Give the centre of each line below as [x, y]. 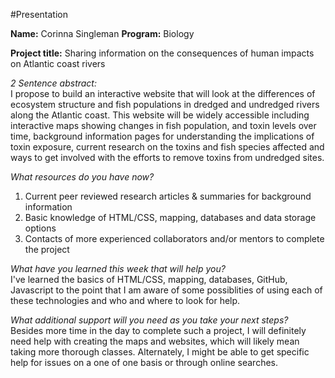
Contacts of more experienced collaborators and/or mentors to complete [174, 238]
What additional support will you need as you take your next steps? [149, 320]
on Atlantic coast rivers [58, 63]
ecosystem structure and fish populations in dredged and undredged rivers [165, 104]
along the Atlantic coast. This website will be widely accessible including [160, 115]
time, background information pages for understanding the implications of [162, 136]
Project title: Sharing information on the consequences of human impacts [162, 53]
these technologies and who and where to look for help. [125, 300]
